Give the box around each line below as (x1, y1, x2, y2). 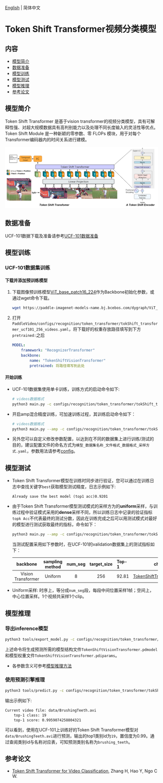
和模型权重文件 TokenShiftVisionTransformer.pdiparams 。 (5, 652, 120, 658)
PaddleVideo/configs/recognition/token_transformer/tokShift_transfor (12, 321, 158, 326)
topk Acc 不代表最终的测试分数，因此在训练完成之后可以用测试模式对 (12, 515, 149, 521)
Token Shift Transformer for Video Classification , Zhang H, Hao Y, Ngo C (12, 768, 158, 774)
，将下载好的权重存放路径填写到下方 (68, 326, 141, 332)
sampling (43, 558, 63, 565)
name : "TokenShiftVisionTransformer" (30, 358, 106, 363)
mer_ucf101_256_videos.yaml (12, 327, 69, 332)
